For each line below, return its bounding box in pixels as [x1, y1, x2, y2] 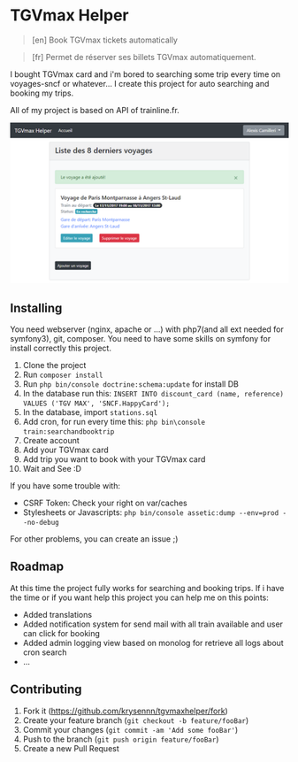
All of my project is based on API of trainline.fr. [10, 104, 180, 115]
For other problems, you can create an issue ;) [10, 534, 179, 544]
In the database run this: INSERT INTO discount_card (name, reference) [22, 389, 284, 399]
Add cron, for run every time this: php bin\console [22, 417, 206, 427]
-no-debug [22, 519, 60, 527]
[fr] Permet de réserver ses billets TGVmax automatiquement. [31, 51, 256, 62]
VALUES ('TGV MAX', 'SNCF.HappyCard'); [22, 399, 171, 408]
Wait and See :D [22, 464, 82, 474]
